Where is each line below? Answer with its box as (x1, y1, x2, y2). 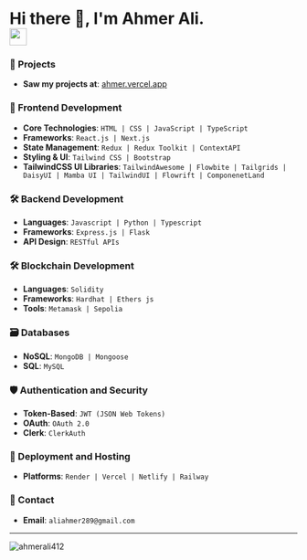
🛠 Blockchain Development (9, 259, 134, 272)
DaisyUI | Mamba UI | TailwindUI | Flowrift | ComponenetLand (22, 171, 265, 180)
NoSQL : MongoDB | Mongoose (22, 351, 129, 362)
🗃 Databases (9, 326, 70, 339)
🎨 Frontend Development (9, 101, 122, 114)
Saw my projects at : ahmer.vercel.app (22, 79, 167, 90)
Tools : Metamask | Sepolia (22, 303, 123, 314)
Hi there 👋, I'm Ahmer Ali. (9, 8, 205, 29)
